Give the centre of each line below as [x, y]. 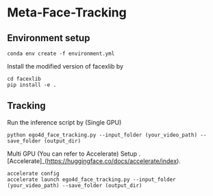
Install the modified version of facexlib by [65, 66]
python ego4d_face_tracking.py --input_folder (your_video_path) [102, 135]
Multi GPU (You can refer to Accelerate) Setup [72, 154]
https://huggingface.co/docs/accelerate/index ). [114, 161]
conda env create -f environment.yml [61, 53]
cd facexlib [24, 79]
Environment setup [49, 38]
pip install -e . [32, 85]
